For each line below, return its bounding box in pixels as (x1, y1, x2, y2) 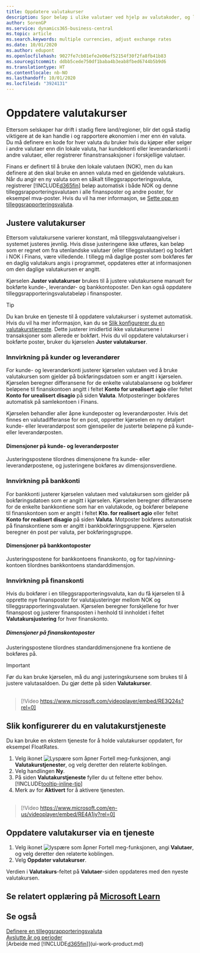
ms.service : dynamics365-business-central (6, 25, 113, 32)
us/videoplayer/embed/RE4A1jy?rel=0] (20, 811, 115, 818)
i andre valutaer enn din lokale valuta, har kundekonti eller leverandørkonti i (6, 145, 190, 152)
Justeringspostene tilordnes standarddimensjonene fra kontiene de (6, 644, 171, 651)
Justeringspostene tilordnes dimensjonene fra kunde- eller (6, 456, 151, 463)
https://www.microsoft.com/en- (40, 804, 118, 811)
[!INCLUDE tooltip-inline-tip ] (14, 780, 83, 787)
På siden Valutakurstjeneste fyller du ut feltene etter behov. (14, 774, 164, 781)
